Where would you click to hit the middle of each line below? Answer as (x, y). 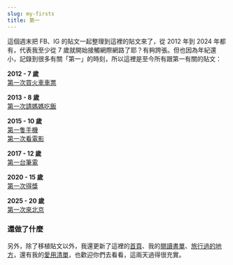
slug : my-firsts (31, 14)
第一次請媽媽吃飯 (32, 106)
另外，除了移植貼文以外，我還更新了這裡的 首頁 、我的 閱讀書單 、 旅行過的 (111, 245)
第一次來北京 (26, 209)
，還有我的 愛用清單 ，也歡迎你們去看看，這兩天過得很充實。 (99, 254)
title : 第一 (23, 20)
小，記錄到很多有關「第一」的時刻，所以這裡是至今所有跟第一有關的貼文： (114, 59)
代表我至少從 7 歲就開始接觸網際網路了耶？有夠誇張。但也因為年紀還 (118, 50)
